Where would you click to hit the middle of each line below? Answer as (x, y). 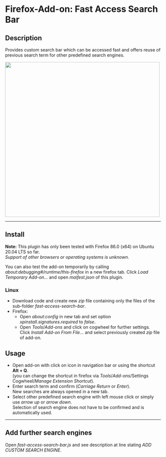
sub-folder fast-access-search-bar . (49, 306)
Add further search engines (49, 433)
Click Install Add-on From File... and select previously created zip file (90, 333)
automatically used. (32, 412)
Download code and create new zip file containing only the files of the (83, 301)
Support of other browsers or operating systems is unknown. (67, 257)
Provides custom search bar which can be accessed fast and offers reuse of (83, 50)
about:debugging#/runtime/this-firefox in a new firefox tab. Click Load (77, 272)
